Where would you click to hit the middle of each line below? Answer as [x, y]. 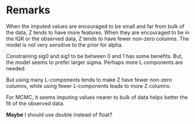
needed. [16, 68]
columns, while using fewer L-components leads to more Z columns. [89, 86]
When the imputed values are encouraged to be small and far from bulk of [95, 26]
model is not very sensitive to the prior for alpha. [65, 45]
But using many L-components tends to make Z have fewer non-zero [89, 80]
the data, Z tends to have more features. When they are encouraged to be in [98, 32]
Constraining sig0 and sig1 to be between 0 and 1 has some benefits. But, [95, 56]
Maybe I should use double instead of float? [59, 115]
